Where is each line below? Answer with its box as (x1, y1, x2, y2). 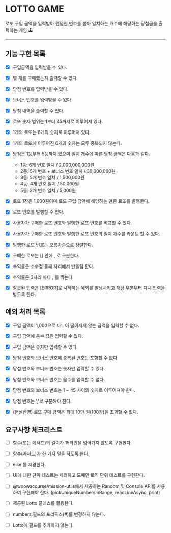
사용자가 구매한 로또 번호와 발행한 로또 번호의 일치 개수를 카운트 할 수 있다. (12, 230, 161, 237)
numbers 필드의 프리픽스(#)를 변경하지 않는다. (12, 511, 106, 517)
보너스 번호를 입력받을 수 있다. (12, 96, 73, 102)
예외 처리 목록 (5, 308, 46, 316)
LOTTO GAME (5, 3, 65, 15)
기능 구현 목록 (5, 49, 46, 59)
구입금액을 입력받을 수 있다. (12, 64, 68, 70)
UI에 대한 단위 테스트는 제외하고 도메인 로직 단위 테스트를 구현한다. (12, 472, 145, 478)
